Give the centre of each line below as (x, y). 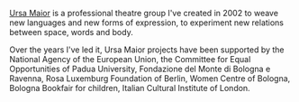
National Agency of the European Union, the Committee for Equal (130, 59)
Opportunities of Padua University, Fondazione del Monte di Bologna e (140, 69)
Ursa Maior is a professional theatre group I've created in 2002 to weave (144, 13)
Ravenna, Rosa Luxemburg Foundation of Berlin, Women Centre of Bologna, (150, 79)
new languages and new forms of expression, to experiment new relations (147, 23)
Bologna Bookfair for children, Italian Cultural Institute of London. (130, 88)
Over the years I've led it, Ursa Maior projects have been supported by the (147, 50)
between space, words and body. (71, 32)
